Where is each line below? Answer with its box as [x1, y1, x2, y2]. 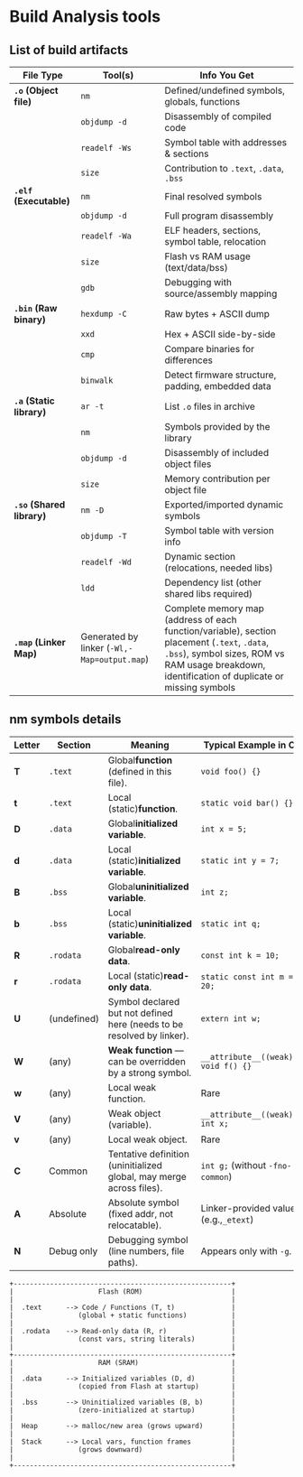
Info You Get [199, 70, 254, 81]
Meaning [130, 738, 170, 751]
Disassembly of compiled [164, 110, 272, 123]
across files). [107, 1181, 163, 1194]
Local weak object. [107, 1133, 188, 1146]
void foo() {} [200, 766, 262, 776]
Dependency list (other [164, 576, 262, 589]
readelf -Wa [80, 231, 133, 241]
